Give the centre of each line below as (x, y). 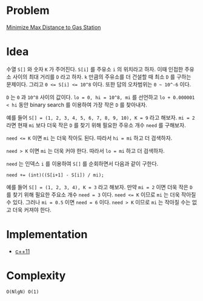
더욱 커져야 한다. (32, 210)
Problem (28, 11)
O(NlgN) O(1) (23, 292)
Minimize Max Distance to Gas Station (54, 27)
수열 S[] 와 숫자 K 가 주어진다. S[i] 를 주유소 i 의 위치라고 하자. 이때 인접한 (95, 69)
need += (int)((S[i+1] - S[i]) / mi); (55, 175)
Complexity (36, 276)
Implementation (47, 235)
